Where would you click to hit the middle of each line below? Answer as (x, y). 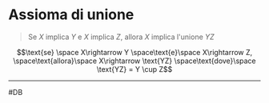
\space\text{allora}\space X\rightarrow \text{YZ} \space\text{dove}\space (134, 61)
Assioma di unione (71, 15)
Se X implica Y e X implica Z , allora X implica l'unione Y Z (121, 37)
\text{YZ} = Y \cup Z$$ (134, 69)
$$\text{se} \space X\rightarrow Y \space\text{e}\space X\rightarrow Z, (134, 52)
